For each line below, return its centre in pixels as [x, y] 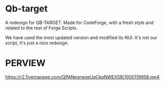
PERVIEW [25, 63]
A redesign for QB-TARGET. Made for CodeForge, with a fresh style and [79, 22]
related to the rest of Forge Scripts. [42, 27]
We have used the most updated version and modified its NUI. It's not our [81, 37]
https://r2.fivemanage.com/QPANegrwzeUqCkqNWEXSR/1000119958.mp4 [82, 77]
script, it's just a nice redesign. [37, 42]
